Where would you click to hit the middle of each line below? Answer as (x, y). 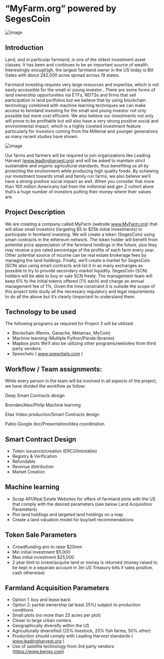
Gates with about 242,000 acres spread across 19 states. (62, 75)
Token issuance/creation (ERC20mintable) (55, 451)
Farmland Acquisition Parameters (57, 588)
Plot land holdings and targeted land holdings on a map (68, 514)
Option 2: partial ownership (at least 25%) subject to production (76, 605)
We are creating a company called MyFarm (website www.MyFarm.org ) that (81, 224)
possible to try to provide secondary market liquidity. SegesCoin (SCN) (76, 270)
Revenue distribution (33, 466)
